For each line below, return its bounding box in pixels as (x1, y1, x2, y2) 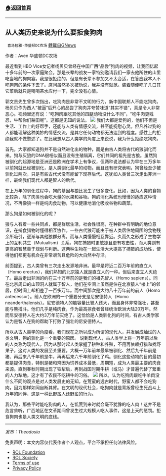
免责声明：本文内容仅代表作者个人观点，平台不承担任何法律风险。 (5, 439, 139, 445)
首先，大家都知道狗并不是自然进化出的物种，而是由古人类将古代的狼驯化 (5, 146, 152, 152)
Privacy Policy (12, 465, 41, 471)
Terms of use (12, 460, 40, 466)
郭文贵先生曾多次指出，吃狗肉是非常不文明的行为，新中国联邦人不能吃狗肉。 (5, 99, 161, 105)
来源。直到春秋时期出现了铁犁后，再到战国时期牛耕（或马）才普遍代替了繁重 (5, 366, 161, 372)
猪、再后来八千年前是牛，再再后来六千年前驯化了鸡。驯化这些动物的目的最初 (5, 354, 161, 360)
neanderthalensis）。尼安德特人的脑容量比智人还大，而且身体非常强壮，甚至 (5, 300, 160, 306)
